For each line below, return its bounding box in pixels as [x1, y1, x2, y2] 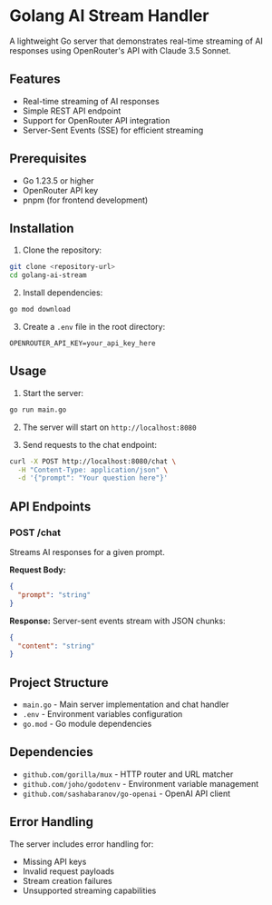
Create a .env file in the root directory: [22, 322, 166, 332]
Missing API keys [22, 856, 87, 867]
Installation [9, 220, 74, 236]
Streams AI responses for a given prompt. [9, 547, 165, 557]
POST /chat [9, 526, 62, 539]
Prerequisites [9, 151, 87, 166]
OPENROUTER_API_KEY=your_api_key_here [9, 339, 156, 348]
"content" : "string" [17, 641, 95, 651]
